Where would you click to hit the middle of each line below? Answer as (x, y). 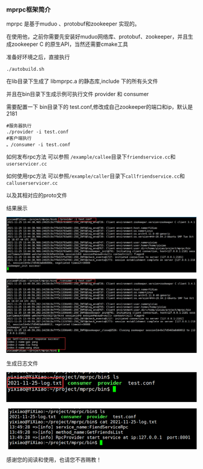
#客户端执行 (19, 138)
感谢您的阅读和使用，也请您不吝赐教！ (54, 459)
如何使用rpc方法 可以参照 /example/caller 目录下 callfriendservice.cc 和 (96, 176)
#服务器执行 (19, 126)
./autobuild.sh (25, 70)
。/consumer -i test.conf (38, 145)
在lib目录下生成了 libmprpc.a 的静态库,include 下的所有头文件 (82, 81)
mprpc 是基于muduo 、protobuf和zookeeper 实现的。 (73, 24)
